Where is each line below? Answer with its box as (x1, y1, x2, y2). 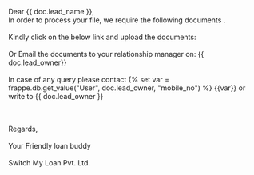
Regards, (8, 124, 38, 133)
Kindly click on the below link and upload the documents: (8, 32, 196, 42)
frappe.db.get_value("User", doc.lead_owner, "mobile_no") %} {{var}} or (8, 83, 246, 93)
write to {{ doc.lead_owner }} (8, 92, 104, 101)
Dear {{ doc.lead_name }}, (8, 7, 94, 16)
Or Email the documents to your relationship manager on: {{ (8, 50, 204, 58)
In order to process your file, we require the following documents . (8, 15, 226, 25)
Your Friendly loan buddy (8, 141, 92, 150)
